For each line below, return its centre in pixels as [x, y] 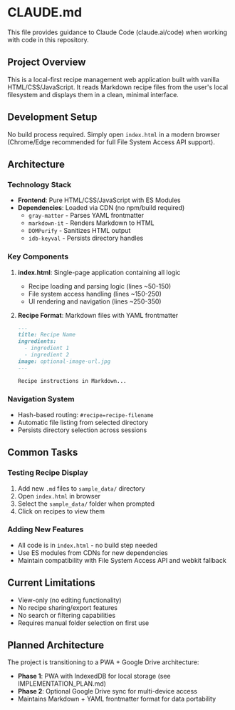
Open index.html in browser [59, 496]
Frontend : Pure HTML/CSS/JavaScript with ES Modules [99, 200]
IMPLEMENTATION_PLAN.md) [62, 684]
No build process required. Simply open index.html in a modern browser [114, 134]
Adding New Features [46, 529]
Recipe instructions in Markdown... [72, 381]
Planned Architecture [56, 645]
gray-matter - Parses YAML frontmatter [86, 216]
